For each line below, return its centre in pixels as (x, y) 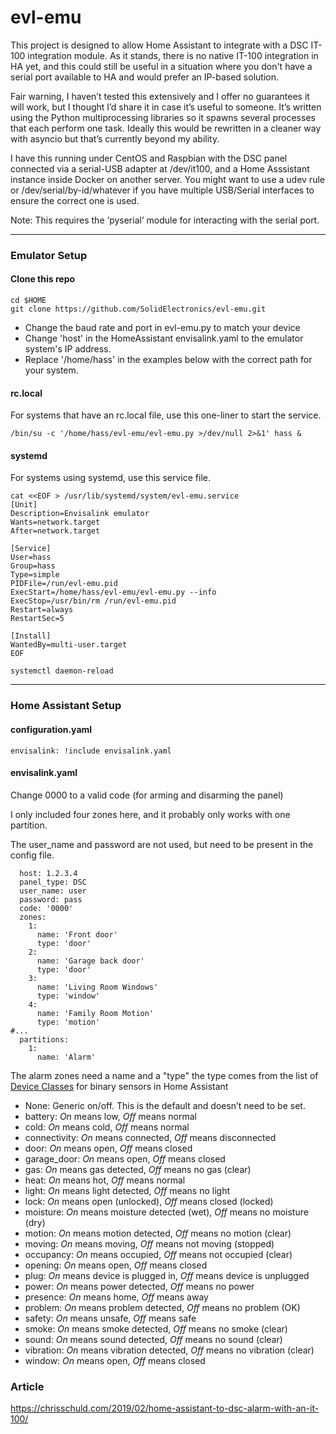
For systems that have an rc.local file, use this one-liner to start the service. (166, 415)
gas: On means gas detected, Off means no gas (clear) (138, 1169)
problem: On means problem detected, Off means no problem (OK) (162, 1307)
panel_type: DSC (53, 882)
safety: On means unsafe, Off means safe (110, 1318)
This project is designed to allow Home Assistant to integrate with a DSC (159, 45)
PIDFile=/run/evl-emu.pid (64, 584)
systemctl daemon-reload (62, 671)
